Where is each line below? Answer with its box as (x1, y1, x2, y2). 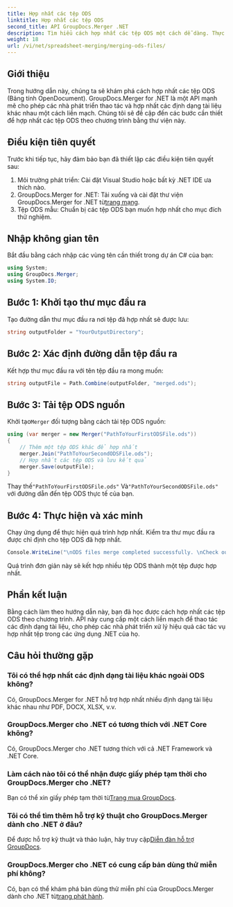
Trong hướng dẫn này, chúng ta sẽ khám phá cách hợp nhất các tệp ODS (7, 86, 215, 95)
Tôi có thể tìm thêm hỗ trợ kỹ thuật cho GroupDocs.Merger (7, 811, 208, 821)
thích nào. (17, 183, 46, 191)
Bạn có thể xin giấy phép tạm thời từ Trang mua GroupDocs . (7, 794, 177, 802)
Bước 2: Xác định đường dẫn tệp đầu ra (7, 348, 178, 360)
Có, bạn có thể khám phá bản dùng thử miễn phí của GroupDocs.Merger (7, 884, 214, 893)
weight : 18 (7, 36, 39, 43)
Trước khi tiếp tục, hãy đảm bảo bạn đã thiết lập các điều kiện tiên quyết (7, 154, 214, 163)
